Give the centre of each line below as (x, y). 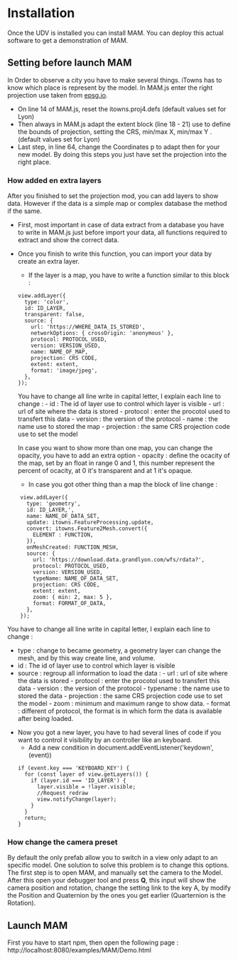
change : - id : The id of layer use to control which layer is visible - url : (121, 404)
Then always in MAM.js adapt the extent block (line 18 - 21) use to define (124, 124)
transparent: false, (55, 315)
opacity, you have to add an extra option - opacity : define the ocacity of (124, 456)
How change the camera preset (63, 842)
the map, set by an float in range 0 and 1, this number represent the (116, 463)
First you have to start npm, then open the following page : (93, 942)
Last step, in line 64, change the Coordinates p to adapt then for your (119, 147)
